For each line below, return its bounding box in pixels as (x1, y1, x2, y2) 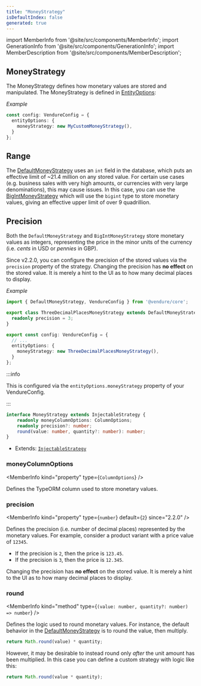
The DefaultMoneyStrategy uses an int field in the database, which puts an (6, 167, 193, 174)
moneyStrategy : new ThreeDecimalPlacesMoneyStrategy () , (17, 349, 160, 355)
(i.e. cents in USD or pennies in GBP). (6, 245, 98, 252)
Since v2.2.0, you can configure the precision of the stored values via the (6, 256, 187, 264)
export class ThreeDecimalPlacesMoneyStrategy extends (6, 310, 146, 316)
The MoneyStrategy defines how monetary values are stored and (6, 82, 167, 90)
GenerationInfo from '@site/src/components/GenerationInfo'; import (6, 43, 175, 50)
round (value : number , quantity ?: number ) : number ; (17, 429, 146, 435)
